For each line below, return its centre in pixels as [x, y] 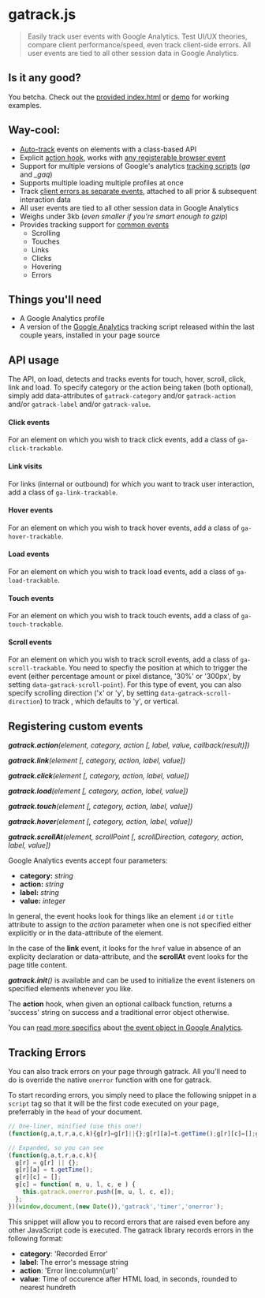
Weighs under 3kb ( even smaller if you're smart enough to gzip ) [124, 216]
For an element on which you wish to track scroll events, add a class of [123, 659]
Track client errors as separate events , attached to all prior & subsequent [138, 191]
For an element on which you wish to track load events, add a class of [121, 572]
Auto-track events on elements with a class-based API [108, 149]
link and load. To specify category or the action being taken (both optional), [131, 387]
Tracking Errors [47, 1052]
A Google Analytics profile [62, 319]
